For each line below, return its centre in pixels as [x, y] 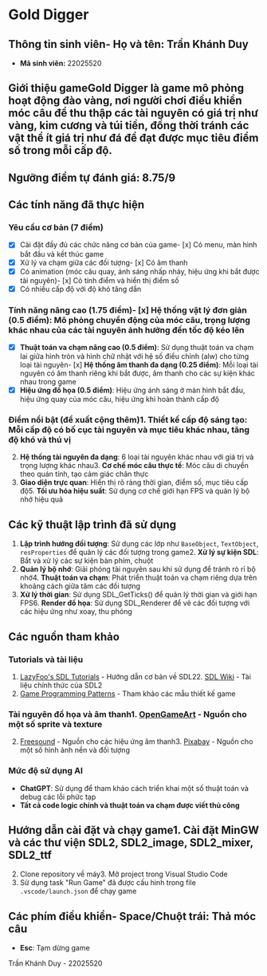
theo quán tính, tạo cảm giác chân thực [84, 474]
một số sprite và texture [55, 724]
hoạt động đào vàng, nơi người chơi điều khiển [125, 101]
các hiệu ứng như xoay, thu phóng [76, 612]
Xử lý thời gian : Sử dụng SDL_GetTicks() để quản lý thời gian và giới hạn [138, 595]
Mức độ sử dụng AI [46, 771]
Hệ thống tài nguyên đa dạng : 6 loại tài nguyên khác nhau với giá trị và [137, 457]
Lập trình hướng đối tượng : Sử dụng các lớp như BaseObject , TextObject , [139, 544]
